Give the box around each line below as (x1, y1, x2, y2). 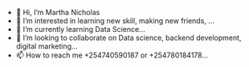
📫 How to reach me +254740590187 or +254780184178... (15, 50, 209, 60)
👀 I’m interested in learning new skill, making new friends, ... (15, 16, 215, 26)
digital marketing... (15, 41, 78, 51)
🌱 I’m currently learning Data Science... (15, 25, 146, 33)
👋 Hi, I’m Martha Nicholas (15, 8, 100, 17)
